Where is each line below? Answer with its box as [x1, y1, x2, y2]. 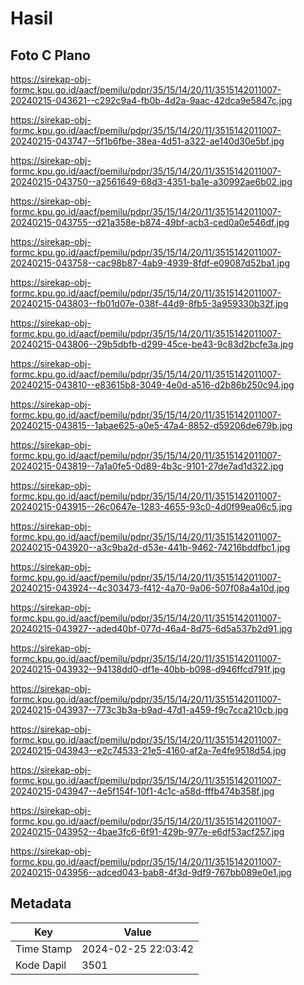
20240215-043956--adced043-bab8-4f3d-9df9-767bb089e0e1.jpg [10, 867, 292, 878]
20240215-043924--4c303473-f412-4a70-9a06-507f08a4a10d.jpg [10, 582, 290, 594]
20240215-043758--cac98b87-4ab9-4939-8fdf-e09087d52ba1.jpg [10, 257, 291, 269]
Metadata [10, 895, 72, 912]
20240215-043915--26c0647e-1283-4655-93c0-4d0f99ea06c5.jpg [10, 501, 293, 512]
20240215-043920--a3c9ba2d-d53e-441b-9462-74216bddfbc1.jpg [10, 542, 291, 553]
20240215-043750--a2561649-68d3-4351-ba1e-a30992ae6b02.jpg [10, 176, 293, 187]
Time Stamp [15, 942, 73, 956]
